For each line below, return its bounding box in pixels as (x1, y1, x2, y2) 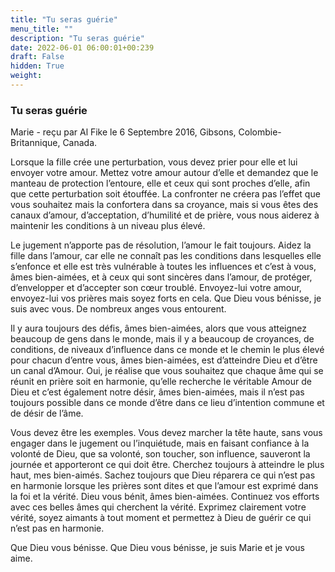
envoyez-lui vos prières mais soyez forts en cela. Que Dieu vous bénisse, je (10, 292, 322, 305)
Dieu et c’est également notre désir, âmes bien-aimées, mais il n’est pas (10, 386, 305, 398)
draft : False (10, 52, 65, 62)
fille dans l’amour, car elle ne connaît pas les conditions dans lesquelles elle (10, 250, 322, 262)
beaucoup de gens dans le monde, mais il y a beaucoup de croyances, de (10, 333, 315, 345)
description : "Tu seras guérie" (10, 33, 145, 43)
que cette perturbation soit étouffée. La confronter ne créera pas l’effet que (10, 188, 321, 200)
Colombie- (238, 126, 282, 138)
